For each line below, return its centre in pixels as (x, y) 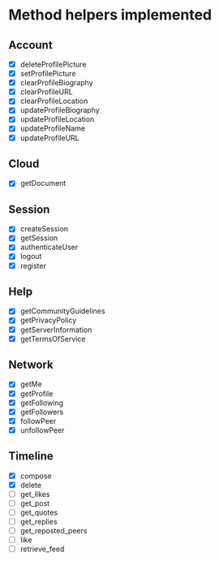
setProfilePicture (48, 74)
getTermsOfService (53, 339)
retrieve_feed (42, 549)
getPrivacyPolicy (48, 320)
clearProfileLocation (54, 101)
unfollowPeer (42, 430)
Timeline (31, 456)
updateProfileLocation (57, 119)
